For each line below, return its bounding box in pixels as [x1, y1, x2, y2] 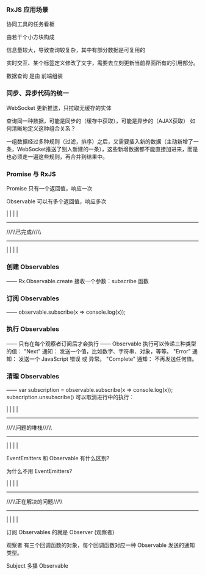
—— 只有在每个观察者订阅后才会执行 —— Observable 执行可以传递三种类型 [6, 340, 196, 347]
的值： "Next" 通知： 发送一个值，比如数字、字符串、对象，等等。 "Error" [6, 347, 191, 355]
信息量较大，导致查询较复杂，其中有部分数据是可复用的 [6, 46, 145, 54]
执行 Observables [6, 325, 60, 333]
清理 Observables [6, 372, 60, 380]
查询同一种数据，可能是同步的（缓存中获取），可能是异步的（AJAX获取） [6, 117, 189, 125]
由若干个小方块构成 [6, 34, 55, 41]
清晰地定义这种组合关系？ [11, 125, 76, 132]
